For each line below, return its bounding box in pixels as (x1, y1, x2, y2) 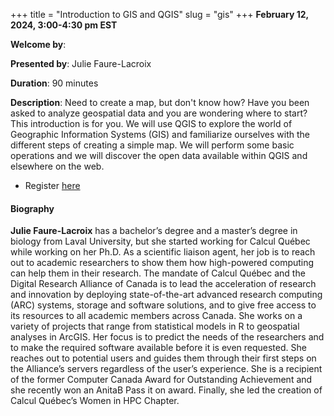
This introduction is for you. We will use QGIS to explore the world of (10, 118, 293, 129)
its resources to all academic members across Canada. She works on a (10, 310, 303, 322)
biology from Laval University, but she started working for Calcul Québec (10, 235, 311, 248)
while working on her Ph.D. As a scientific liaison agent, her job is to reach (10, 246, 316, 258)
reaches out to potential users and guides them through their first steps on (10, 352, 317, 364)
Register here (24, 180, 81, 191)
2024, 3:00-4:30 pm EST (10, 19, 118, 31)
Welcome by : (10, 39, 67, 50)
